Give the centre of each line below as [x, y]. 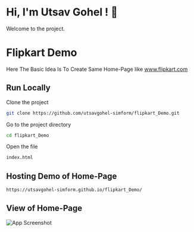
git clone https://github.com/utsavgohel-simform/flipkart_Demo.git [93, 113]
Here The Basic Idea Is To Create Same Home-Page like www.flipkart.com [97, 69]
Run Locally [28, 88]
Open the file [22, 147]
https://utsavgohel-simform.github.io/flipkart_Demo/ [74, 190]
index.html [20, 158]
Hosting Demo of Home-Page [62, 176]
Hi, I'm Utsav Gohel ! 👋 [62, 12]
